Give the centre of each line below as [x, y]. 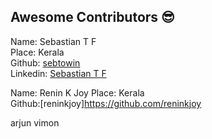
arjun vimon [35, 122]
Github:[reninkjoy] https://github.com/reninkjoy [106, 103]
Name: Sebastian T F [53, 41]
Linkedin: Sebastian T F [58, 73]
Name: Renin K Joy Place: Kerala [77, 92]
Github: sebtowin [45, 62]
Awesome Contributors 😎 [92, 17]
